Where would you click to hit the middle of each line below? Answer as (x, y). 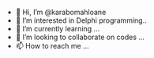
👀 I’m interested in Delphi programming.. (81, 20)
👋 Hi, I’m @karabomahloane (61, 12)
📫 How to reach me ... (52, 46)
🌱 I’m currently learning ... (58, 29)
